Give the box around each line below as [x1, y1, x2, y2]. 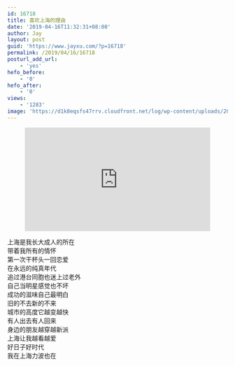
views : [7, 95, 27, 102]
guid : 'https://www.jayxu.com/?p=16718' [7, 43, 127, 50]
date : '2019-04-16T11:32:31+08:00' [7, 23, 111, 30]
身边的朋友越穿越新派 [7, 326, 69, 334]
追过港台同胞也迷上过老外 [7, 274, 81, 281]
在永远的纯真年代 [7, 265, 57, 273]
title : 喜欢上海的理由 [7, 17, 66, 24]
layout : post [7, 36, 45, 43]
